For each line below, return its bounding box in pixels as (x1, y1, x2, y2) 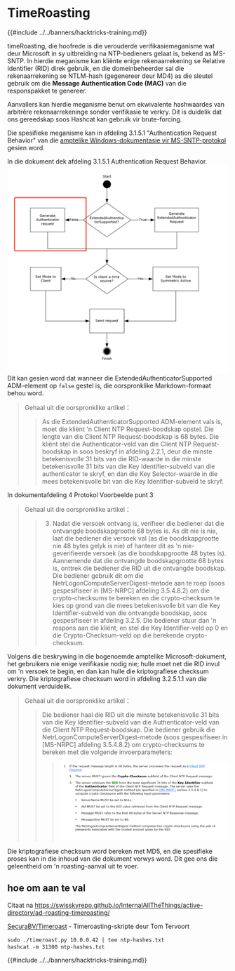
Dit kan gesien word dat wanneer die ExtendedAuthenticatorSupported (7, 374, 213, 383)
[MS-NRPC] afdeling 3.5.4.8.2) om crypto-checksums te (41, 741, 205, 749)
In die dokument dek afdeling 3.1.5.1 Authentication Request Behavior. (7, 157, 208, 166)
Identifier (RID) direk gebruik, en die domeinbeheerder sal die (7, 64, 184, 72)
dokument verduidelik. (7, 682, 72, 691)
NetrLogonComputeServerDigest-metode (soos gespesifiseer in (41, 733, 228, 741)
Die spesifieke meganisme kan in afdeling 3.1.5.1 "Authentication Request (7, 128, 217, 137)
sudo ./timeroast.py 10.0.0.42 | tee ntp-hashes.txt (7, 936, 165, 944)
